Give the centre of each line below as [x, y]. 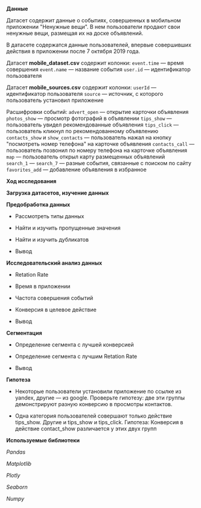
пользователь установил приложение [55, 100]
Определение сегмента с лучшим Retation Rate [76, 356]
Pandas [16, 452]
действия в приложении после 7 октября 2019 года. [73, 51]
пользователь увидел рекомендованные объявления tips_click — [93, 125]
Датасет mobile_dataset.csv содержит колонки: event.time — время [95, 63]
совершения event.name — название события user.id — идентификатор [99, 69]
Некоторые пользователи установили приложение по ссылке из [98, 391]
